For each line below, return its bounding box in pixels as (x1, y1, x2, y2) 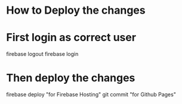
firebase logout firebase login (6, 51, 79, 58)
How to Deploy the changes (6, 4, 146, 17)
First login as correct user (6, 31, 136, 45)
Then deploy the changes (6, 71, 135, 85)
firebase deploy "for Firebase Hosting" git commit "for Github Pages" (6, 91, 176, 98)
